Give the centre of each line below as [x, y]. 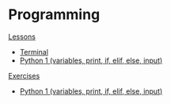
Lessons [22, 37]
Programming [54, 15]
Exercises [24, 75]
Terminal [34, 52]
